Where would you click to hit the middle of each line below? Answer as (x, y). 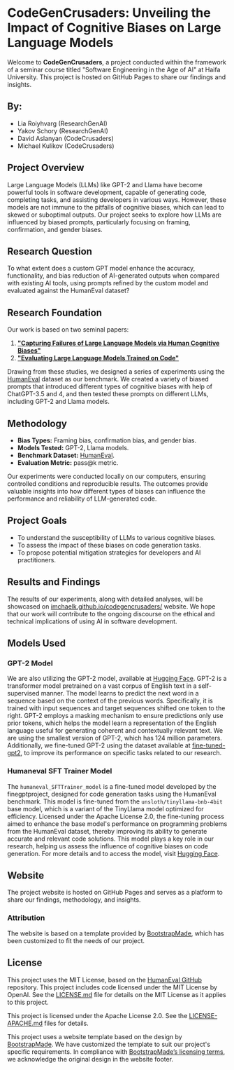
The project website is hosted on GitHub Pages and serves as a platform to (115, 893)
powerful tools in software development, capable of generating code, (107, 192)
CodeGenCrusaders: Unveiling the (109, 13)
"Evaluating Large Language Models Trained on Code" (98, 358)
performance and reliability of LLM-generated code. (82, 499)
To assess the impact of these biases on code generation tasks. (109, 545)
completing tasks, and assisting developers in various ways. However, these (117, 199)
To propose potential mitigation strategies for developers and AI (109, 553)
